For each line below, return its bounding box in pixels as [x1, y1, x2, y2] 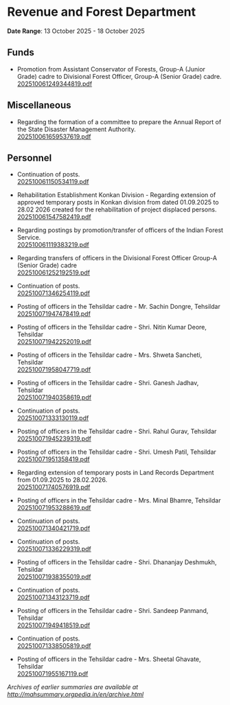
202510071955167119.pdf [16, 670, 89, 678]
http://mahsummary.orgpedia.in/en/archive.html [7, 691, 144, 699]
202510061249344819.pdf [16, 80, 93, 88]
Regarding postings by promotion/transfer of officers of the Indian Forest [16, 226, 224, 234]
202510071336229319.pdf [16, 545, 91, 553]
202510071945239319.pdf [16, 435, 91, 443]
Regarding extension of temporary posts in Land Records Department [16, 468, 214, 477]
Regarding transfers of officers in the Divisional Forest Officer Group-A [16, 254, 218, 262]
